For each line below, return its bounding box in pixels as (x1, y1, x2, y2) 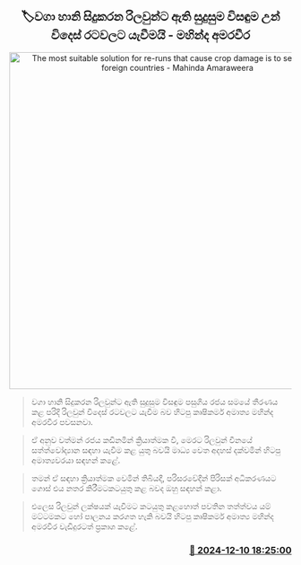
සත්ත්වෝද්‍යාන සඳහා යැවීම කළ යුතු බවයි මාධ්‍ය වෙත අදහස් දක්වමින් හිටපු (30, 445, 281, 455)
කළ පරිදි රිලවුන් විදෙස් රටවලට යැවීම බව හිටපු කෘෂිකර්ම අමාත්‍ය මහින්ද (30, 406, 274, 417)
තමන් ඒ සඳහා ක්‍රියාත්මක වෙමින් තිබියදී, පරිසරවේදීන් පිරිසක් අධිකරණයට (30, 472, 277, 483)
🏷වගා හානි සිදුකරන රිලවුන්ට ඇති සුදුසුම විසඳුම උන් (21, 9, 280, 24)
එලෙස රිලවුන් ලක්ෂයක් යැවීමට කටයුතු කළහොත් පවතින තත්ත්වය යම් (30, 500, 271, 511)
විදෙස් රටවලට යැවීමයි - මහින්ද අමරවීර (50, 28, 251, 43)
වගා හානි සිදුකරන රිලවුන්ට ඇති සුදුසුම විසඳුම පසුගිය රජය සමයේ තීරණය (30, 396, 279, 407)
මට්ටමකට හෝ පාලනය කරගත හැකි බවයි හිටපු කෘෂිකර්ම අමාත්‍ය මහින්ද (30, 510, 275, 521)
